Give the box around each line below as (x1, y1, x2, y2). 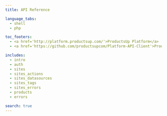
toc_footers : (5, 34, 32, 40)
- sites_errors (9, 85, 41, 90)
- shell (9, 21, 26, 26)
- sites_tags (9, 81, 37, 86)
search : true (5, 103, 32, 109)
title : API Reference (5, 7, 50, 12)
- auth (9, 62, 23, 67)
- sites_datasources (9, 76, 52, 81)
